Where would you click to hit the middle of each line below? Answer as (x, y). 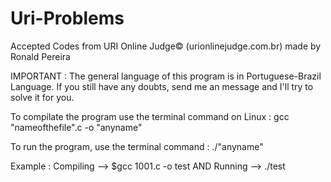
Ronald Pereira (40, 56)
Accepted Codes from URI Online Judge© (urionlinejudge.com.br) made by (166, 46)
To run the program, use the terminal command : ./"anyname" (137, 146)
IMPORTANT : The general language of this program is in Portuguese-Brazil (166, 76)
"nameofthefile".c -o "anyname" (76, 127)
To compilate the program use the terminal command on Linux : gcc (150, 116)
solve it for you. (42, 97)
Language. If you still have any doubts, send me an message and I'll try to (162, 86)
